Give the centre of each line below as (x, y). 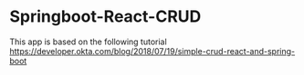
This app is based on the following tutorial (88, 42)
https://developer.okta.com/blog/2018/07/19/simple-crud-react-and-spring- (152, 51)
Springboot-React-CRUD (105, 17)
